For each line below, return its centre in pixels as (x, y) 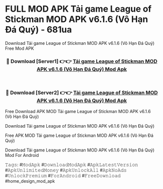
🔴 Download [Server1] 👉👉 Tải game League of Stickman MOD (82, 61)
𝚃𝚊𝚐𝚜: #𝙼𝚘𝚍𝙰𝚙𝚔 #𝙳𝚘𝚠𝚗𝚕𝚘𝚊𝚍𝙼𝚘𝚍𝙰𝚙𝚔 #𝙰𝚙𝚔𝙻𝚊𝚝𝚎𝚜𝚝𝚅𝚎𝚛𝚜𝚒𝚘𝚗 (72, 165)
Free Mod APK (19, 48)
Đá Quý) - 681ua (38, 30)
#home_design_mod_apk (30, 181)
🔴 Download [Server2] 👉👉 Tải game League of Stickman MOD (82, 93)
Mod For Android (22, 155)
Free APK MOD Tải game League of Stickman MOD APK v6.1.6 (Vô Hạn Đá (79, 135)
